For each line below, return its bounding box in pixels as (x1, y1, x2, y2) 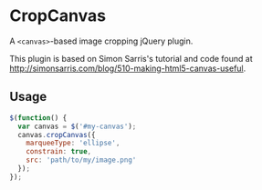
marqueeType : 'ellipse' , (26, 138, 121, 148)
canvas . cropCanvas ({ (17, 130, 96, 139)
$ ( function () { (9, 113, 68, 123)
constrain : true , (26, 147, 92, 156)
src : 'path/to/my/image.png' (26, 155, 137, 165)
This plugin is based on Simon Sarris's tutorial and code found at (9, 53, 253, 64)
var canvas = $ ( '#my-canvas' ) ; (17, 122, 137, 131)
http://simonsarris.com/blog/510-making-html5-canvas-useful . (9, 63, 246, 74)
